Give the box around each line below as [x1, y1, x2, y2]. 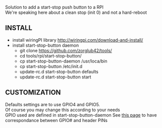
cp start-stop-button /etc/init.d [19, 63, 83, 69]
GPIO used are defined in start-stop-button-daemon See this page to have [5, 112, 157, 118]
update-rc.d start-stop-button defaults [19, 68, 99, 74]
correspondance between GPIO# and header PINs [5, 117, 108, 123]
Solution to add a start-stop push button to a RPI [5, 4, 104, 10]
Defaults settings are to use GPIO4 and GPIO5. [5, 101, 100, 107]
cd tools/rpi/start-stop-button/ [19, 53, 82, 59]
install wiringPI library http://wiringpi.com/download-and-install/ [12, 37, 144, 43]
